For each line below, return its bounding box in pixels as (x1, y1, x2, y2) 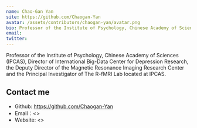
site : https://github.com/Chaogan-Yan (6, 14, 101, 20)
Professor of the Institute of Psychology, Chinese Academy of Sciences (6, 52, 179, 58)
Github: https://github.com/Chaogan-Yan (14, 103, 113, 110)
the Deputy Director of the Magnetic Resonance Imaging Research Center (6, 64, 185, 71)
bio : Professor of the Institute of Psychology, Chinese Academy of (6, 25, 177, 31)
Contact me (6, 87, 50, 97)
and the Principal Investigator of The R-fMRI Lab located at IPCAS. (6, 71, 167, 77)
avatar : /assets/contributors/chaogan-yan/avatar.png (6, 19, 141, 25)
